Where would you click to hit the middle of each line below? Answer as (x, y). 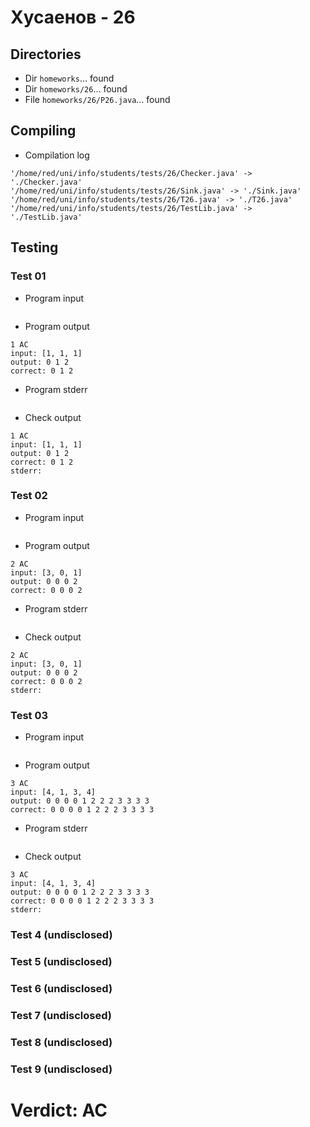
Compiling (43, 131)
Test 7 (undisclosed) (61, 1015)
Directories (46, 54)
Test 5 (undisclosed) (61, 961)
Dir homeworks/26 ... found (76, 89)
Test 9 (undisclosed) (61, 1069)
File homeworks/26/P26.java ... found (97, 99)
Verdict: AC (59, 1110)
